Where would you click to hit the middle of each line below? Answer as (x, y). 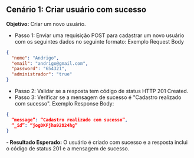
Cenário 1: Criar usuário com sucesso (76, 10)
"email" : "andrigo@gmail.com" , (50, 63)
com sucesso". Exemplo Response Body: (64, 104)
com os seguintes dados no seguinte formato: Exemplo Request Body (99, 41)
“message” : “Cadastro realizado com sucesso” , (70, 120)
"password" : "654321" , (39, 69)
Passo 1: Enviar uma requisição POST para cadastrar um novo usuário (99, 35)
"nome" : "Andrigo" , (35, 58)
